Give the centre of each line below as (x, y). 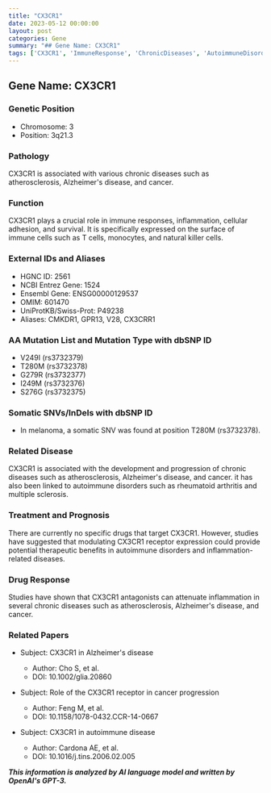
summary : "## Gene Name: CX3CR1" (65, 46)
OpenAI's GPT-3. (38, 781)
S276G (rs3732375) (53, 391)
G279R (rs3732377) (53, 374)
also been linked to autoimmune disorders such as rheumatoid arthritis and (133, 486)
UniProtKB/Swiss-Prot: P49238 (72, 311)
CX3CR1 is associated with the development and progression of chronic (127, 469)
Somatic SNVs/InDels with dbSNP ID (81, 412)
